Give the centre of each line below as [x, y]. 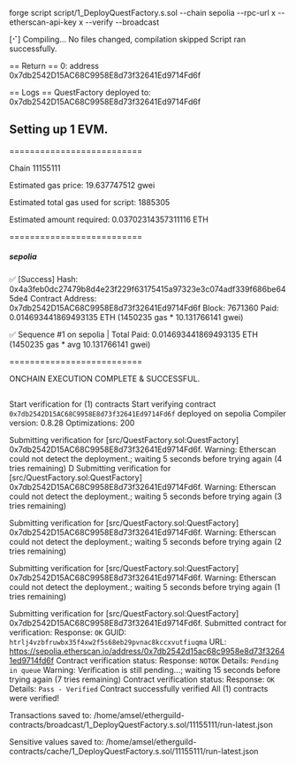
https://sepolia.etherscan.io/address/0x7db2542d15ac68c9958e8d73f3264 [147, 651]
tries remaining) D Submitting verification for [90, 469]
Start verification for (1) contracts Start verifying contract [113, 404]
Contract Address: [64, 298]
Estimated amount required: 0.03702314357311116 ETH [109, 219]
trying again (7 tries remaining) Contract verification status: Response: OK [142, 679]
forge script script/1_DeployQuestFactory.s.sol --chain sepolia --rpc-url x [143, 13]
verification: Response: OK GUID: [68, 632]
